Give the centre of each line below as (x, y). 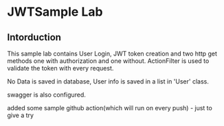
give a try (21, 115)
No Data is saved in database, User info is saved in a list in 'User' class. (108, 81)
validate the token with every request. (60, 68)
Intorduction (34, 37)
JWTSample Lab (55, 12)
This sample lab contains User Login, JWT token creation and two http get (112, 53)
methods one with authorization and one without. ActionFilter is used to (108, 61)
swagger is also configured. (46, 94)
